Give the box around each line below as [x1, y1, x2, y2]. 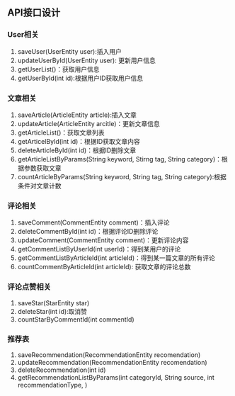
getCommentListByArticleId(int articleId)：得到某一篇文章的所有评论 [17, 254, 216, 262]
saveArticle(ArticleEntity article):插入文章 [17, 111, 137, 119]
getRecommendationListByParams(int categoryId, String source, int [17, 373, 214, 381]
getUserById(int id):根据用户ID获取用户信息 [17, 74, 144, 82]
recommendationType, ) [17, 380, 88, 389]
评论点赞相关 [7, 282, 52, 292]
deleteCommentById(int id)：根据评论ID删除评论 [17, 227, 159, 236]
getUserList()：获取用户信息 [17, 64, 101, 73]
